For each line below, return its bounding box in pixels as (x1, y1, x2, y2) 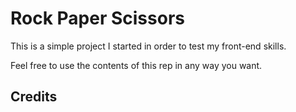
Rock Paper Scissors (10, 7, 185, 30)
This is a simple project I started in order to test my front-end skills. (10, 40, 287, 52)
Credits (10, 88, 58, 106)
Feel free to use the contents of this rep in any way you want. (10, 59, 263, 71)
